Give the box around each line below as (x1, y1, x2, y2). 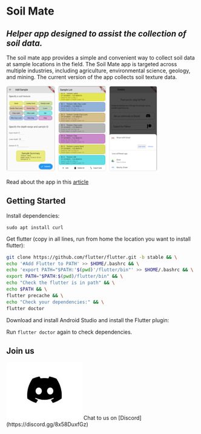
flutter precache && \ (6, 292, 64, 298)
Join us (6, 345, 35, 356)
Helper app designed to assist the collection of (6, 29, 186, 39)
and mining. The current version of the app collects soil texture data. (6, 74, 177, 80)
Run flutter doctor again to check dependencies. (6, 328, 133, 336)
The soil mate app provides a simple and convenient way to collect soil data (6, 54, 195, 61)
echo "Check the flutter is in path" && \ (6, 280, 115, 286)
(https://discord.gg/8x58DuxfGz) (6, 421, 89, 428)
